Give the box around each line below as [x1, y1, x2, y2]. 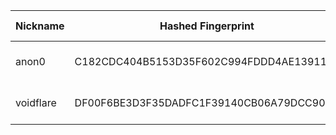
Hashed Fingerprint [159, 19, 255, 33]
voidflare [15, 96, 57, 109]
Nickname [15, 19, 65, 33]
